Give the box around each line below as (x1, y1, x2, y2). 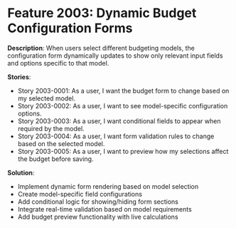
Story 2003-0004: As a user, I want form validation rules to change (17, 132, 215, 140)
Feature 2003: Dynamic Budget (7, 5, 197, 21)
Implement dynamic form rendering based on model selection (17, 182, 199, 190)
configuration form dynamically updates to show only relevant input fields (7, 51, 223, 60)
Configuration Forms (7, 20, 133, 36)
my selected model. (17, 94, 76, 103)
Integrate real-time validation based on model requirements (17, 204, 192, 213)
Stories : (7, 73, 31, 81)
